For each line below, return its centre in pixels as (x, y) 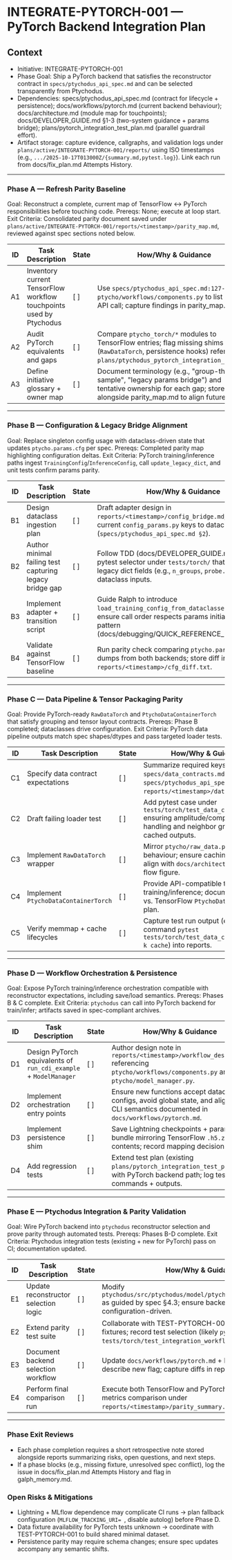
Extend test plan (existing (153, 1158)
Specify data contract (62, 773)
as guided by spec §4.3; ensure (153, 1302)
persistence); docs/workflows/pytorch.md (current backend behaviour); (119, 106)
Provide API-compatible (183, 884)
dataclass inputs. (124, 579)
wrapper (41, 863)
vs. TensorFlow (168, 901)
